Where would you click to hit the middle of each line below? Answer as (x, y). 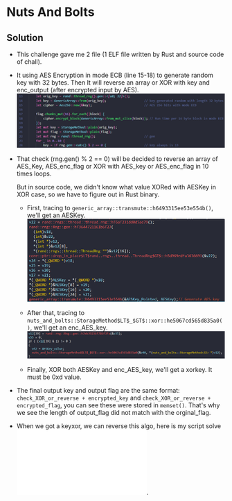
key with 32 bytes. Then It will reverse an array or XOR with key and (113, 83)
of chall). (29, 62)
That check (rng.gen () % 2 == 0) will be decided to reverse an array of (117, 159)
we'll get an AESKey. (56, 215)
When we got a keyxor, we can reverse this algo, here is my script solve (119, 426)
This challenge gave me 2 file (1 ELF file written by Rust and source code (120, 54)
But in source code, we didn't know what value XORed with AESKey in (116, 187)
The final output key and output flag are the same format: (98, 390)
